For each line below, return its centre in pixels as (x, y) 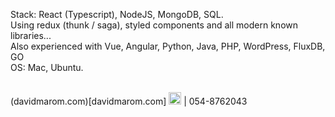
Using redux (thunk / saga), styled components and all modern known (154, 25)
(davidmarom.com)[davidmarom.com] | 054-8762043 (129, 101)
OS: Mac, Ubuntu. (47, 67)
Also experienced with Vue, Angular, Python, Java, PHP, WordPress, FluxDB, (168, 46)
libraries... (31, 35)
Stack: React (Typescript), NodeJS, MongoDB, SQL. (117, 14)
